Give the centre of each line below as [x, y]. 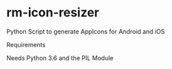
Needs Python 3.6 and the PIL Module [60, 58]
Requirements [26, 44]
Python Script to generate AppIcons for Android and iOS [86, 31]
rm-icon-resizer [53, 13]
